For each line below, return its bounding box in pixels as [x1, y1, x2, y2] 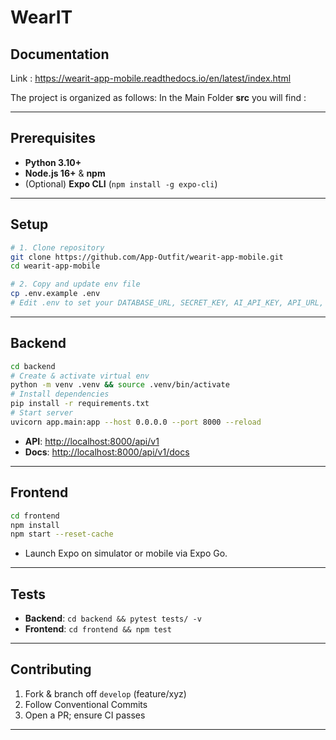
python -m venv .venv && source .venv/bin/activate [10, 380, 230, 390]
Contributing [10, 661, 92, 678]
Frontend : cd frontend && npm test [24, 623, 172, 635]
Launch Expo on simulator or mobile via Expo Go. [24, 547, 228, 560]
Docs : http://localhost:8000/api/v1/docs [24, 446, 190, 458]
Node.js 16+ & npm [24, 167, 106, 179]
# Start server [10, 408, 74, 418]
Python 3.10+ [24, 156, 82, 168]
